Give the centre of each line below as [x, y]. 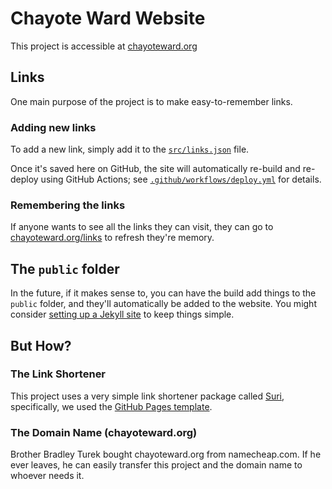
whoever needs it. [47, 476]
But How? [41, 345]
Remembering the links [68, 205]
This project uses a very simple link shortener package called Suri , [147, 396]
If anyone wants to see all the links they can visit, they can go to [142, 227]
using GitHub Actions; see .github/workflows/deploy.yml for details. [181, 179]
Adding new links [53, 127]
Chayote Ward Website [108, 18]
